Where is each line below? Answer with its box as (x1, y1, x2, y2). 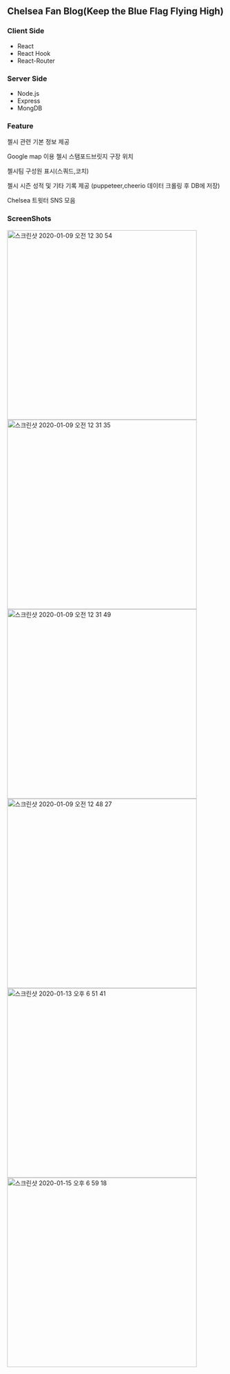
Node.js (17, 89, 40, 97)
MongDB (17, 103, 43, 112)
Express (17, 96, 41, 105)
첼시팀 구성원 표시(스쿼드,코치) (7, 167, 90, 175)
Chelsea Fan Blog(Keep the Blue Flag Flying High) (7, 6, 224, 17)
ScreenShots (7, 214, 52, 223)
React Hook (17, 49, 51, 57)
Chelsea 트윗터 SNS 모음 (7, 196, 76, 205)
